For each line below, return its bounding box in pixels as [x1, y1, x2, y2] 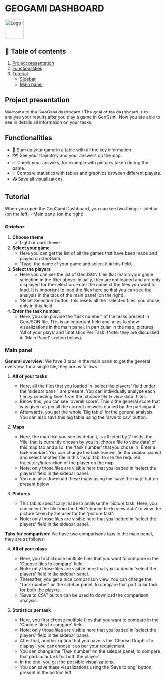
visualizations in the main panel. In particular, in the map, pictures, [19, 324, 155, 330]
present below [19, 481, 50, 487]
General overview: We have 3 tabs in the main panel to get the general [5, 358, 150, 364]
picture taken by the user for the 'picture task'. [19, 510, 115, 516]
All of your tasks [12, 373, 47, 379]
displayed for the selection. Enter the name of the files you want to [19, 282, 156, 288]
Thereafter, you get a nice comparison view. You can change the [19, 576, 152, 582]
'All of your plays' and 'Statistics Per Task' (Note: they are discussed [19, 329, 160, 335]
